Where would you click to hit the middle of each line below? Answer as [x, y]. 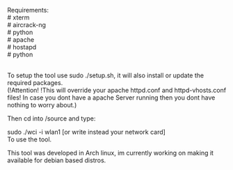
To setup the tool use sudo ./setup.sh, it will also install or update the [105, 75]
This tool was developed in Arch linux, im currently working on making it [111, 153]
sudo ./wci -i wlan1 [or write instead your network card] [86, 132]
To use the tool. [30, 139]
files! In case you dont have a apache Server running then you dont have [111, 98]
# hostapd [22, 47]
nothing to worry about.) [42, 105]
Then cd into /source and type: [51, 118]
